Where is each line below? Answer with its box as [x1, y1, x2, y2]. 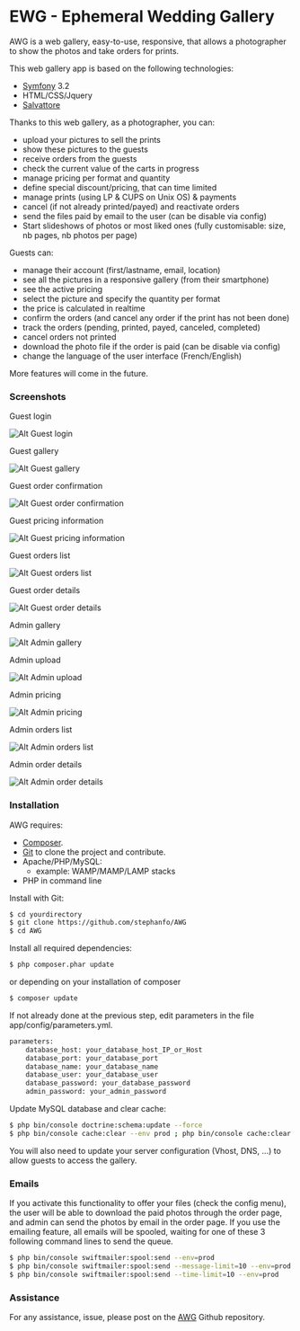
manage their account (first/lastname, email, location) [22, 264, 221, 275]
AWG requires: [9, 820, 64, 830]
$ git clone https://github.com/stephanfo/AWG [9, 918, 187, 927]
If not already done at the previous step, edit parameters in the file [9, 1009, 254, 1021]
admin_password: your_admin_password [25, 1087, 167, 1096]
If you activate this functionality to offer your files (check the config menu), [9, 1198, 287, 1209]
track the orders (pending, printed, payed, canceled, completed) [22, 322, 260, 333]
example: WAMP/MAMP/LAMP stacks [35, 865, 176, 876]
